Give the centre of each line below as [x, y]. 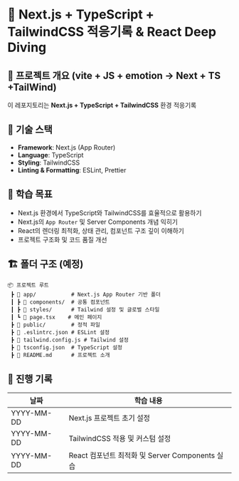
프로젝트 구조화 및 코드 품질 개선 [62, 239]
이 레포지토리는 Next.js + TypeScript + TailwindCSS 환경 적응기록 [102, 105]
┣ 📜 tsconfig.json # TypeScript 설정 [67, 348]
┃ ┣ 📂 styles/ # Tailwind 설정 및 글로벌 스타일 [85, 310]
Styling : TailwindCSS [49, 162]
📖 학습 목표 [30, 194]
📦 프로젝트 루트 [28, 285]
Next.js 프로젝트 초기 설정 [110, 418]
